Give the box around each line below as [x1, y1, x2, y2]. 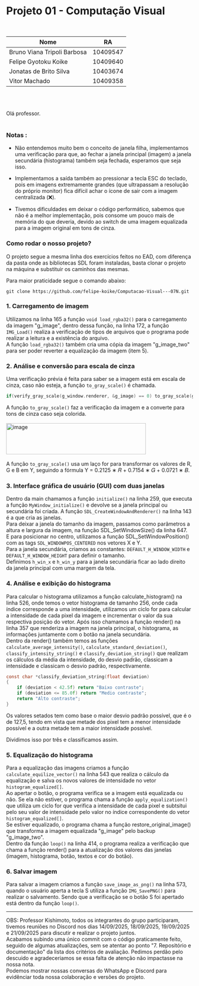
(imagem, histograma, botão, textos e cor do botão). [6, 853, 133, 860]
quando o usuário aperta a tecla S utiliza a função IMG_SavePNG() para [6, 887, 176, 894]
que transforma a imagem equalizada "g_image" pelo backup [6, 828, 156, 835]
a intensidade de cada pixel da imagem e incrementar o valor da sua [6, 612, 173, 619]
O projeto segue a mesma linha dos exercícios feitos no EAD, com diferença [6, 253, 191, 260]
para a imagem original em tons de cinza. [14, 224, 116, 232]
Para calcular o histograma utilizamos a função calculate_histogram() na [6, 593, 182, 600]
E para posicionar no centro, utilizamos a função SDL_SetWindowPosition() [6, 533, 190, 540]
